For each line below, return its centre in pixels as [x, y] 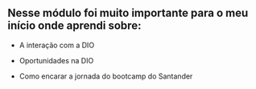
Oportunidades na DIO [56, 60]
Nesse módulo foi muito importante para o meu [128, 13]
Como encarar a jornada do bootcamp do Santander [106, 76]
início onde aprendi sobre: [74, 26]
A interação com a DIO [57, 45]
